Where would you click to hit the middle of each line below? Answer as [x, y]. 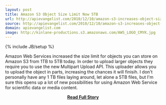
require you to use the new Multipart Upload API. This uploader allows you [81, 67]
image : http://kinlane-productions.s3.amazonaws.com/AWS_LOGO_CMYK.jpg [80, 33]
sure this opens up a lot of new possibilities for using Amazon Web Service [81, 82]
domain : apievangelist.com [33, 28]
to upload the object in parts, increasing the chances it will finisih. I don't [79, 72]
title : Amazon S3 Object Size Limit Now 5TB [52, 14]
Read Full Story [83, 97]
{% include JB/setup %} [30, 47]
